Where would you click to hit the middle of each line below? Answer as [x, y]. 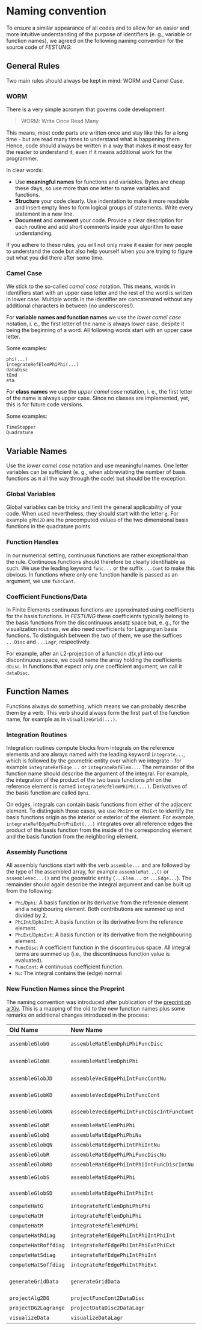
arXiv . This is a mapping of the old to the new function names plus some [96, 1008]
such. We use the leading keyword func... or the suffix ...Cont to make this [101, 568]
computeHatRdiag [32, 1235]
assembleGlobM [29, 1125]
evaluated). [29, 961]
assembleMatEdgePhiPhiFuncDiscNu [118, 1155]
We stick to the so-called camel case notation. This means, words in [91, 286]
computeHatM [26, 1226]
